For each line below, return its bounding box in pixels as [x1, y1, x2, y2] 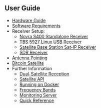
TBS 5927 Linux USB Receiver [19, 39, 82, 45]
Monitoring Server [19, 92, 57, 98]
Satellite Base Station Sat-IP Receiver [19, 44, 96, 50]
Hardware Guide [11, 17, 46, 23]
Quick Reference [19, 97, 54, 103]
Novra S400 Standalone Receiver [19, 33, 88, 39]
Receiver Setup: [11, 28, 45, 34]
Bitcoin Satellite [11, 60, 44, 66]
